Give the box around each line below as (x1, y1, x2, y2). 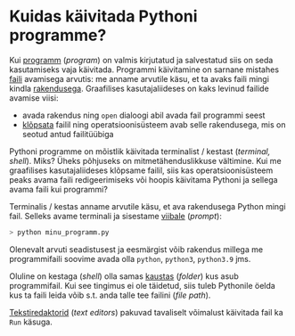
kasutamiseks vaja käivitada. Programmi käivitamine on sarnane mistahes (9, 64, 279, 75)
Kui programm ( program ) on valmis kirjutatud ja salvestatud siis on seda (9, 54, 274, 65)
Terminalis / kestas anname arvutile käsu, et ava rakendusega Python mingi (9, 201, 287, 211)
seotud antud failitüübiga (21, 128, 114, 139)
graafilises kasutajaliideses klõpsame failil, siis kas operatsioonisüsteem (9, 165, 274, 176)
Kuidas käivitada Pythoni (9, 6, 198, 27)
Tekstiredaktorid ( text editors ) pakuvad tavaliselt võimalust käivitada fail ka (9, 307, 283, 317)
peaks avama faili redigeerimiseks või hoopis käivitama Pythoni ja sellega (9, 174, 278, 184)
